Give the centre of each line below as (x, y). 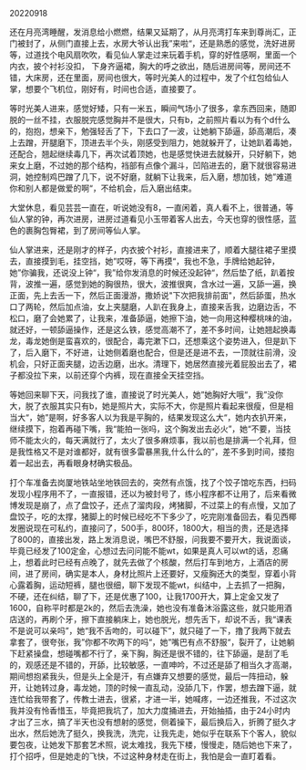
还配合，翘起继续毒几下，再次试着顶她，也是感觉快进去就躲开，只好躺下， (149, 154)
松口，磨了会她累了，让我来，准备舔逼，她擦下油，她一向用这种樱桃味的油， (153, 318)
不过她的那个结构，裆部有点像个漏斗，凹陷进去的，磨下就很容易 (168, 165)
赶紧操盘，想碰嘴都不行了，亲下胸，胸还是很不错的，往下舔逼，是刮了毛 (153, 653)
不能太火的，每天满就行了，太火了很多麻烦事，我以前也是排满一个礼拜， (153, 440)
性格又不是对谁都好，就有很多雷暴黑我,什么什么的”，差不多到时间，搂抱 (160, 452)
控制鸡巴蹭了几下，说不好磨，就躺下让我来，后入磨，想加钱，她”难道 (163, 177)
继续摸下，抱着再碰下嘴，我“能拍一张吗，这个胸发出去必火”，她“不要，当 (147, 429)
